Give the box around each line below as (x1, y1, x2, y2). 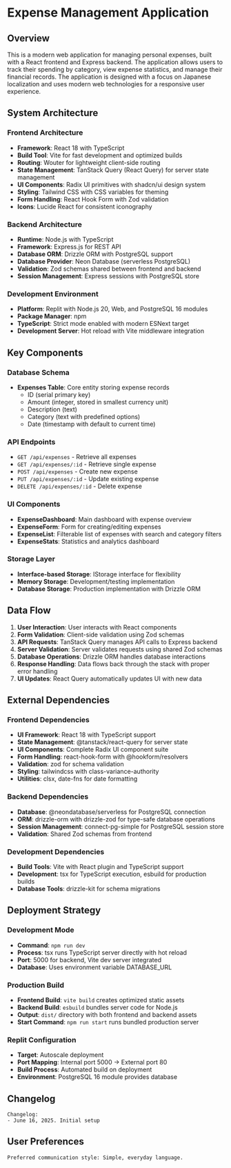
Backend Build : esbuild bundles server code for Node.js (17, 1003, 178, 1011)
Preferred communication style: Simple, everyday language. (7, 1154, 184, 1161)
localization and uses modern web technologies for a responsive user (7, 80, 205, 88)
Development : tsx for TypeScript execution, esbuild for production (17, 870, 207, 878)
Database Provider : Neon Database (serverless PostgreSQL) (17, 257, 191, 265)
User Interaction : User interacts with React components (17, 623, 177, 631)
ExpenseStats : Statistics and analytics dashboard (17, 537, 160, 545)
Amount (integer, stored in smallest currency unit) (27, 398, 169, 406)
